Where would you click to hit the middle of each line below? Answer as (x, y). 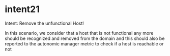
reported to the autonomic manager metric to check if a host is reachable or (84, 43)
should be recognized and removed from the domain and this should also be (85, 38)
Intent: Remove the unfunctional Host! (45, 23)
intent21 (22, 9)
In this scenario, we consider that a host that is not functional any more (79, 33)
